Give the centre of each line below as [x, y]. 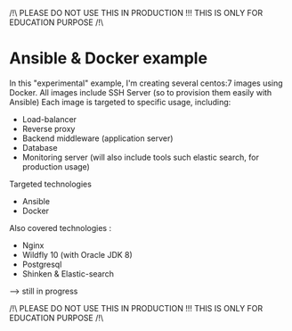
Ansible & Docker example [108, 58]
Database [40, 147]
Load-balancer [49, 119]
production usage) [56, 166]
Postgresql [42, 264]
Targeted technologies [50, 184]
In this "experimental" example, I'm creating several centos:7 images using [146, 83]
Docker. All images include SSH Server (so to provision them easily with [141, 92]
